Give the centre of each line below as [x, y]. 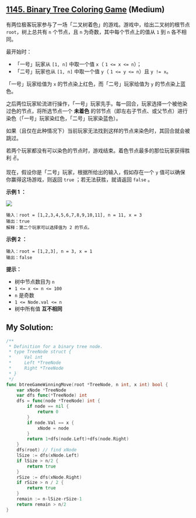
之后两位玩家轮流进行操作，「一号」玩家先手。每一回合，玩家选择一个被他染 [97, 103]
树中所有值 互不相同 [38, 309]
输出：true [18, 221]
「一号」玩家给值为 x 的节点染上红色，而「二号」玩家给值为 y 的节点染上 [93, 84]
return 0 [48, 412]
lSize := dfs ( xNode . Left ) [48, 455]
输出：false [19, 257]
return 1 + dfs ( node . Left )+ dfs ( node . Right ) [78, 439]
